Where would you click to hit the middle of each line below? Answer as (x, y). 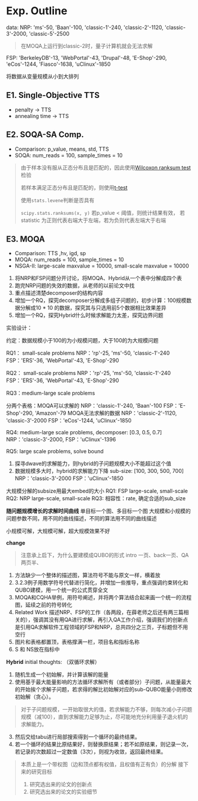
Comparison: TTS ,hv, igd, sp (50, 253)
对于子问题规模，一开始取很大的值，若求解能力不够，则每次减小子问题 (106, 710)
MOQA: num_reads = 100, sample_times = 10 (69, 260)
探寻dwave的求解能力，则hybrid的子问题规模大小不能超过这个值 (93, 463)
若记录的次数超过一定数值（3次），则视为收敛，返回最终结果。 (90, 752)
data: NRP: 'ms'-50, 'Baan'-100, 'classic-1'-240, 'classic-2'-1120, (85, 27)
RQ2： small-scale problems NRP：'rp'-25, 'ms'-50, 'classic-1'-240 (88, 373)
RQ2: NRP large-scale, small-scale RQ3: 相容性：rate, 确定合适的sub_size (96, 498)
